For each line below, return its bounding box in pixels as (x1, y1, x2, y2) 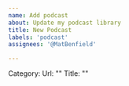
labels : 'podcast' (8, 33, 68, 41)
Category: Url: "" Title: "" (8, 69, 89, 78)
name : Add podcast (8, 11, 68, 20)
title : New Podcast (8, 26, 72, 34)
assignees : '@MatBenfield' (8, 41, 97, 48)
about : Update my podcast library (8, 19, 122, 27)
